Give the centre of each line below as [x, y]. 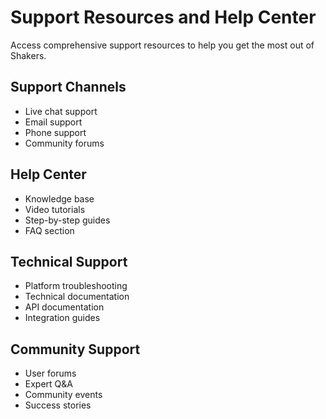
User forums [50, 373]
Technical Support [69, 261]
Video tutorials [55, 209]
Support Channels [68, 87]
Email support [53, 122]
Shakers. [28, 55]
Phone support [55, 132]
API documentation [64, 307]
